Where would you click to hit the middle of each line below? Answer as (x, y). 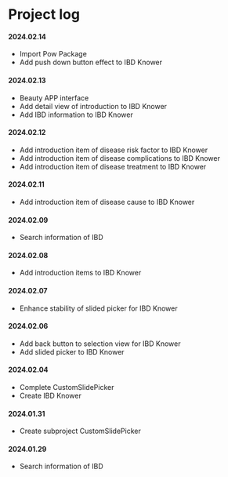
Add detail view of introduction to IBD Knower (93, 106)
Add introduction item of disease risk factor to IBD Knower (114, 150)
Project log (44, 15)
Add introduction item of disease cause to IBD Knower (107, 202)
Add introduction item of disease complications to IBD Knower (120, 158)
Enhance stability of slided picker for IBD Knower (98, 308)
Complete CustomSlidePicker (67, 388)
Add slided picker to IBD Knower (72, 351)
